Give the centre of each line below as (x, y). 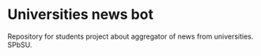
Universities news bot (80, 15)
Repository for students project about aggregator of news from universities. (130, 36)
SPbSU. (20, 44)
